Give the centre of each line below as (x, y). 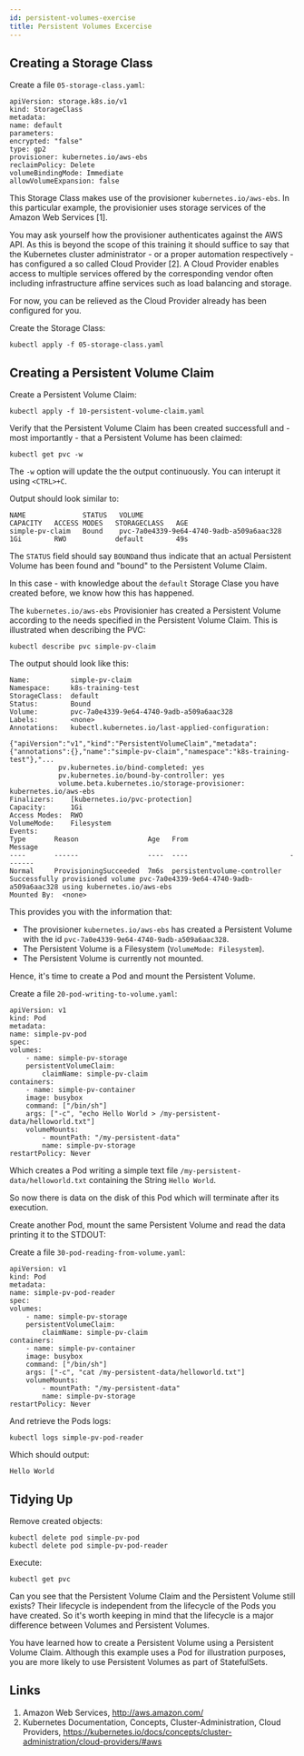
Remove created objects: (56, 1520)
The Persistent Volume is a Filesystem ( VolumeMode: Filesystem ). (143, 949)
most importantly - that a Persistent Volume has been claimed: (126, 438)
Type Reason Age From (99, 839)
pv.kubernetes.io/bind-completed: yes (131, 768)
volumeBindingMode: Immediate (67, 174)
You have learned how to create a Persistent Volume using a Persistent (142, 1642)
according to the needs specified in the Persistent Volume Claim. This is (144, 620)
